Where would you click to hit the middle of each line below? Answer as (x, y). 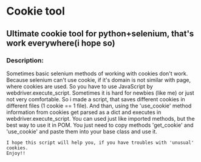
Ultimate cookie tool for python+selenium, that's (100, 34)
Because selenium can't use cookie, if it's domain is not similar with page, (99, 79)
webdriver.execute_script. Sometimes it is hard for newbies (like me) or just (100, 93)
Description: (25, 60)
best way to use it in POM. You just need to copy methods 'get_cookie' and (100, 125)
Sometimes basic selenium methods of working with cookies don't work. (97, 73)
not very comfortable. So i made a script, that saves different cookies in (96, 99)
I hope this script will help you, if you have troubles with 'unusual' (100, 143)
